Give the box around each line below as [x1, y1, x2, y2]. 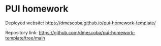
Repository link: [5, 29, 38, 35]
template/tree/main [5, 35, 46, 41]
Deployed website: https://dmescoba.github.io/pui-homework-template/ [5, 20, 156, 26]
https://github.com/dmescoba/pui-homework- [39, 29, 136, 35]
